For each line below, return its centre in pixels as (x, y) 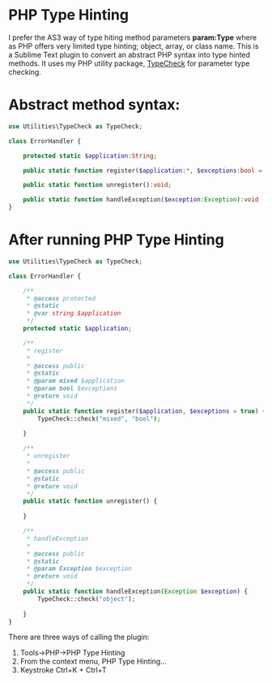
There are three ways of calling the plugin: (79, 637)
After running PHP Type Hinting (116, 240)
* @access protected (61, 298)
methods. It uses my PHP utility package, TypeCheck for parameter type (129, 63)
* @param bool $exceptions (72, 389)
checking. (25, 71)
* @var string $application (74, 313)
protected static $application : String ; (90, 156)
